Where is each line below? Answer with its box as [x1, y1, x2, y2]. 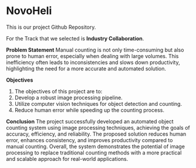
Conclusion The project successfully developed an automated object [6, 117, 174, 125]
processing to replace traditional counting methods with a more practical [6, 149, 182, 156]
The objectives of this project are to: [14, 88, 103, 95]
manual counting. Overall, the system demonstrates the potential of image [6, 143, 185, 150]
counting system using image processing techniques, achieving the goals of [6, 124, 190, 131]
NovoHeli [6, 4, 52, 18]
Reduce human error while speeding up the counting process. [14, 106, 164, 113]
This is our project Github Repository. [6, 23, 96, 31]
